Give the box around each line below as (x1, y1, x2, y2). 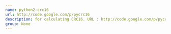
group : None (5, 21, 31, 26)
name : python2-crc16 (5, 7, 49, 12)
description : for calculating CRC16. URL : (5, 16, 99, 21)
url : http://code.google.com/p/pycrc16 (5, 12, 90, 17)
